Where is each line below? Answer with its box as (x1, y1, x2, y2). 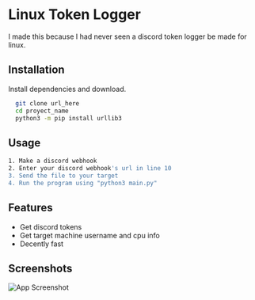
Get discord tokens (19, 222, 82, 231)
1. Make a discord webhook (8, 157, 97, 165)
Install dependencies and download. (8, 84, 127, 93)
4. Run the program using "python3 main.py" (8, 179, 158, 187)
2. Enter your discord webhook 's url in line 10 (8, 165, 172, 173)
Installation (8, 63, 65, 77)
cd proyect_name (15, 107, 69, 115)
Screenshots (8, 261, 73, 275)
